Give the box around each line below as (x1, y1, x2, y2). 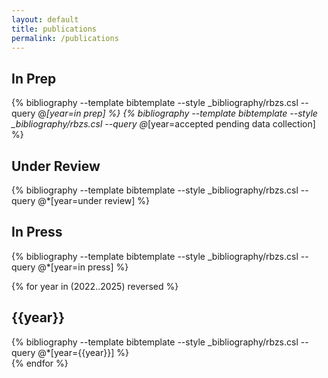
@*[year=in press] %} (37, 261, 129, 273)
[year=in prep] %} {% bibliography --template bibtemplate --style (45, 107, 318, 120)
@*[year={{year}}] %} (37, 346, 129, 358)
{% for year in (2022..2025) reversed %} (11, 280, 179, 292)
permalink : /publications (11, 33, 119, 43)
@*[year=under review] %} (37, 195, 151, 206)
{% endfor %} (11, 357, 69, 369)
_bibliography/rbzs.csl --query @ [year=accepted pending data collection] (11, 118, 316, 130)
